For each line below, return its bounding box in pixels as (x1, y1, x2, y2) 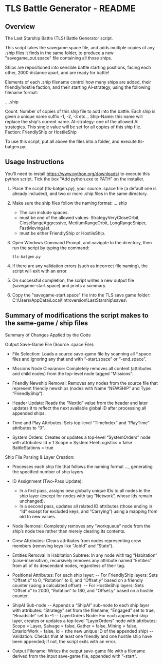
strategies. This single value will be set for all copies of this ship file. (5, 124, 142, 130)
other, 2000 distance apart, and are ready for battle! (5, 70, 109, 76)
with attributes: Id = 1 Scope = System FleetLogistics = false (12, 439, 132, 445)
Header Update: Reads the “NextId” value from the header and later (12, 400, 148, 406)
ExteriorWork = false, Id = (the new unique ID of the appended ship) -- (12, 628, 154, 634)
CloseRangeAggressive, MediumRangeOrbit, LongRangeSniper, (19, 220, 147, 226)
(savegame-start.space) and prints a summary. (12, 282, 107, 288)
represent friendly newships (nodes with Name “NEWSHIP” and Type (12, 385, 151, 391)
